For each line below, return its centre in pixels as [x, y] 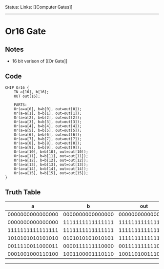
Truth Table [23, 192]
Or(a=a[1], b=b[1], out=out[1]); [48, 113]
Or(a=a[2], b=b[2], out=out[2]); [48, 117]
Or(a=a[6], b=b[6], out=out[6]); [48, 134]
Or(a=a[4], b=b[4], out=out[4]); [48, 126]
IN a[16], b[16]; [31, 92]
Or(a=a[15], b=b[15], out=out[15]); [51, 173]
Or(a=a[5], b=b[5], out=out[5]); [48, 130]
